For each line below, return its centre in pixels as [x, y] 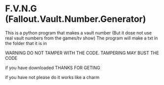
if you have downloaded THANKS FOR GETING [53, 68]
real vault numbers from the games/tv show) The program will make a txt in [82, 38]
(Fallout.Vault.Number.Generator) [76, 19]
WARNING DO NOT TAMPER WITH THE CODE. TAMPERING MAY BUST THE [82, 53]
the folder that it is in [26, 43]
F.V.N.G [21, 9]
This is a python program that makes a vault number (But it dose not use [78, 33]
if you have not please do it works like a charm [52, 77]
